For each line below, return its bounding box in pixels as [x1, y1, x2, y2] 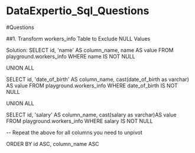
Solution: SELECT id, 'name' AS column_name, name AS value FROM [6, 46, 174, 54]
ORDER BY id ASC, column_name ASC [6, 140, 99, 147]
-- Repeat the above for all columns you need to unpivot [6, 129, 143, 136]
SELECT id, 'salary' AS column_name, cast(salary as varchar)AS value [6, 111, 177, 118]
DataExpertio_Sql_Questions [6, 4, 149, 18]
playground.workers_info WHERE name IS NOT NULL [6, 53, 136, 60]
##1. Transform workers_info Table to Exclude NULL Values [6, 35, 151, 42]
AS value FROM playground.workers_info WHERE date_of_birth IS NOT [6, 82, 178, 89]
